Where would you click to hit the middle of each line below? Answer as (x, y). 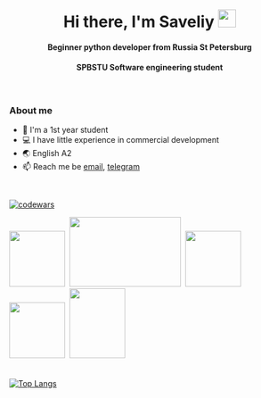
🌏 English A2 (47, 153)
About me (31, 110)
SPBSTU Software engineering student (150, 68)
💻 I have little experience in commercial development (121, 140)
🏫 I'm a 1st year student (65, 130)
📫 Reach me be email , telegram (81, 167)
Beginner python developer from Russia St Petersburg (150, 47)
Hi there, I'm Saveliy (139, 22)
